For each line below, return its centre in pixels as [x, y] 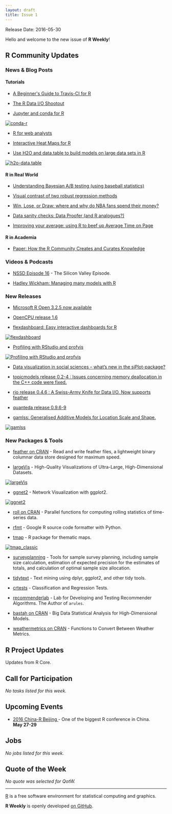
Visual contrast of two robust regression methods [65, 196]
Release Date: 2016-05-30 [33, 29]
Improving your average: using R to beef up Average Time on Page [83, 226]
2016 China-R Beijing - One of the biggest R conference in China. [81, 719]
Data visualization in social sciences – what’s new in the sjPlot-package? [89, 367]
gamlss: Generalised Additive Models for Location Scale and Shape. [84, 417]
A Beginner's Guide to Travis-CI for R [52, 94]
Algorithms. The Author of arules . [48, 603]
